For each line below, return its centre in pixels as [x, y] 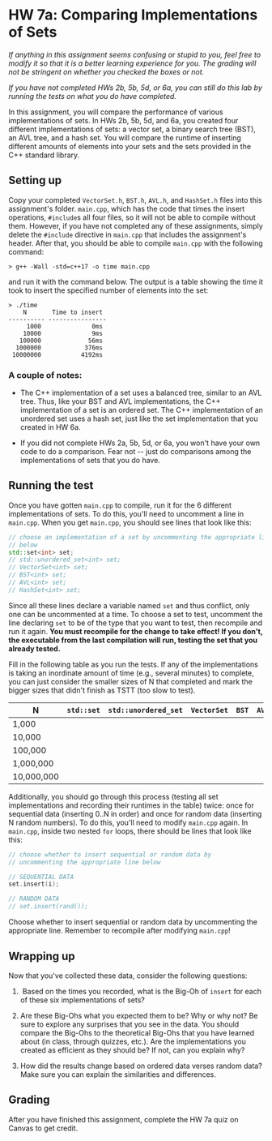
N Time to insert [63, 312]
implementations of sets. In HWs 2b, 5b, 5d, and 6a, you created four [123, 120]
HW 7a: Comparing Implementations [133, 15]
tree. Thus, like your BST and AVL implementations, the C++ [120, 401]
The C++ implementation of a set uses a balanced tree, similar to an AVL [141, 393]
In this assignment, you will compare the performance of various [116, 112]
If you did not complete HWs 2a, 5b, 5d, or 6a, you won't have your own [140, 443]
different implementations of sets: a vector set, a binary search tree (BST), [132, 129]
